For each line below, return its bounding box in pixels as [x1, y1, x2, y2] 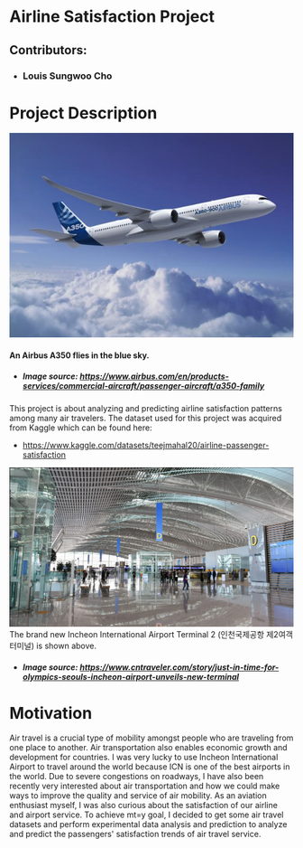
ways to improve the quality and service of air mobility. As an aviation [9, 790, 268, 801]
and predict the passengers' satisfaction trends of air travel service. [9, 829, 262, 840]
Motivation [9, 702, 93, 723]
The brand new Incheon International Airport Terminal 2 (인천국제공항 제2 [9, 628, 280, 639]
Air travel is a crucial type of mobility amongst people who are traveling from [9, 732, 294, 743]
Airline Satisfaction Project [9, 6, 215, 27]
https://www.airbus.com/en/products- [79, 371, 230, 382]
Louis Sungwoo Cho [22, 70, 113, 82]
